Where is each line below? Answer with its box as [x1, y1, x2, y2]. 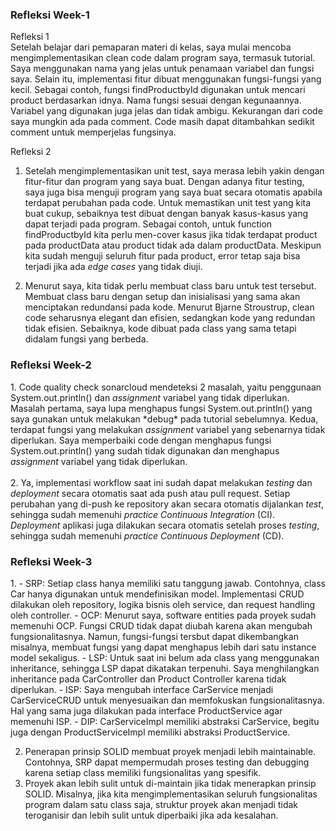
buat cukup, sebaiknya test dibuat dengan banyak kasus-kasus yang [24, 208, 309, 220]
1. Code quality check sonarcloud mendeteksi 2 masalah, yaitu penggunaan [10, 381, 322, 393]
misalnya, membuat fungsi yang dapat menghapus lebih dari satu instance [10, 641, 317, 653]
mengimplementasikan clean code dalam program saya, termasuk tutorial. [10, 52, 316, 64]
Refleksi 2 [10, 146, 52, 158]
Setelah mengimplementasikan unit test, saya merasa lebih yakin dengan [24, 165, 325, 177]
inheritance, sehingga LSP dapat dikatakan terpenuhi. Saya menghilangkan [10, 662, 320, 674]
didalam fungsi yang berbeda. [24, 333, 149, 345]
